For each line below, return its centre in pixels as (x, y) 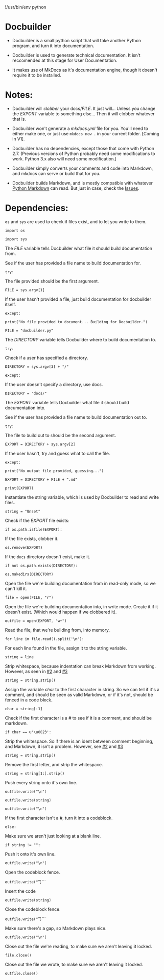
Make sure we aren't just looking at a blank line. (53, 836)
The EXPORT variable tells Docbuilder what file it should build (67, 402)
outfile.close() (22, 973)
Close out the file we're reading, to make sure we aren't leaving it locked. (79, 946)
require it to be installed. (36, 75)
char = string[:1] (24, 709)
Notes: (19, 95)
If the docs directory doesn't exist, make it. (48, 557)
